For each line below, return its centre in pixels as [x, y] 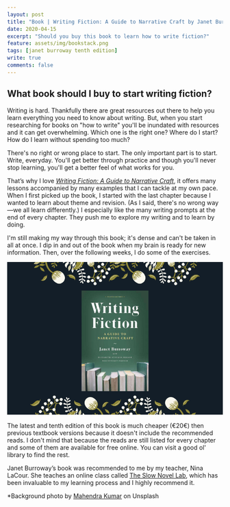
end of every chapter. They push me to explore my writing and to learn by [111, 217]
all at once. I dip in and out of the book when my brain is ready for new [107, 245]
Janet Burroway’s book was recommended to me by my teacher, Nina [105, 468]
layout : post [26, 14]
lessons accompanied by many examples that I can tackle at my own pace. [113, 188]
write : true [24, 58]
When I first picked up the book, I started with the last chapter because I [109, 195]
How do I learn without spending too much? [68, 139]
